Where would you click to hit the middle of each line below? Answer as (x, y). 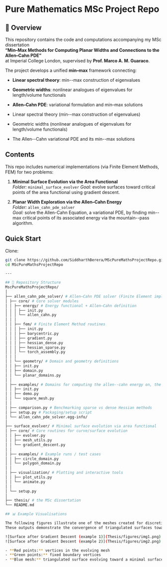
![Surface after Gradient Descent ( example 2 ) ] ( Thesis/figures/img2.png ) (83, 541)
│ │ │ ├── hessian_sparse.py (35, 348)
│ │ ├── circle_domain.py (32, 459)
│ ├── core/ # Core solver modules (42, 301)
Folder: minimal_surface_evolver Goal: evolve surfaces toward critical (84, 187)
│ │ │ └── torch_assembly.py (35, 352)
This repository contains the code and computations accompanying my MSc (83, 39)
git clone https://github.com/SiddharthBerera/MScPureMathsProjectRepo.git (85, 260)
